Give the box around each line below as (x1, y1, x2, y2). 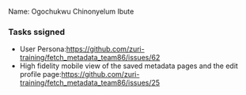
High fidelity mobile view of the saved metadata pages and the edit (19, 61, 239, 70)
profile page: (19, 70, 62, 79)
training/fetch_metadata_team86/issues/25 (19, 78, 161, 88)
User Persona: (19, 44, 67, 54)
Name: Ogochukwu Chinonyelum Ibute (8, 7, 134, 16)
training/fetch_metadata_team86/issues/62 (19, 53, 161, 63)
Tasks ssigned (8, 26, 66, 37)
